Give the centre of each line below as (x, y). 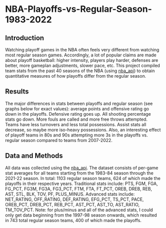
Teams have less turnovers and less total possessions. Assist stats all (76, 124)
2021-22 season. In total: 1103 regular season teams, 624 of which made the (83, 178)
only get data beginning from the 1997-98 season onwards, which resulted (81, 215)
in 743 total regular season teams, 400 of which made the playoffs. (73, 220)
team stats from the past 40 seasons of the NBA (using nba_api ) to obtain (80, 71)
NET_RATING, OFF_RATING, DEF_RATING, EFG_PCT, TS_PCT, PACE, (75, 199)
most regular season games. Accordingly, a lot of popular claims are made (81, 55)
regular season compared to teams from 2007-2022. (59, 140)
